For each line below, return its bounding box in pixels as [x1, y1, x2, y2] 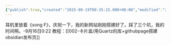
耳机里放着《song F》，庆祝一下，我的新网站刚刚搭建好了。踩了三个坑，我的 [5, 21, 164, 27]
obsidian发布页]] [5, 34, 40, 40]
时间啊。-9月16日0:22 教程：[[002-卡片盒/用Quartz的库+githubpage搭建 [5, 28, 158, 34]
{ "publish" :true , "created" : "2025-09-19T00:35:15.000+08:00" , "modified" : [5, 7, 163, 12]
